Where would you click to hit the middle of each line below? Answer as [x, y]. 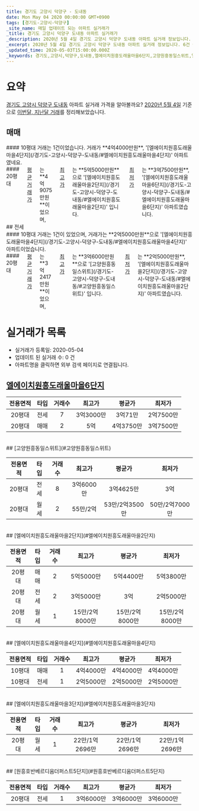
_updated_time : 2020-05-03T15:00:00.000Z [58, 50]
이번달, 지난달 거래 [38, 112]
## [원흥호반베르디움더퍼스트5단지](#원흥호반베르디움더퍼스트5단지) [86, 771]
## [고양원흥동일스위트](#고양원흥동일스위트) [59, 448]
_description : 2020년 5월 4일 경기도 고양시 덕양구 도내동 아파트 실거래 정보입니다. [99, 39]
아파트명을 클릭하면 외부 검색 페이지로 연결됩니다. [72, 365]
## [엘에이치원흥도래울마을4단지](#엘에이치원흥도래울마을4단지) [81, 643]
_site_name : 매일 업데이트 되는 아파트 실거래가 [58, 28]
